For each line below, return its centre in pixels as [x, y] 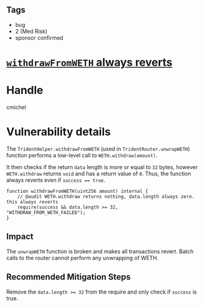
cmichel [16, 107]
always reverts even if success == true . [56, 180]
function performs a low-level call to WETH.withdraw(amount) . [82, 155]
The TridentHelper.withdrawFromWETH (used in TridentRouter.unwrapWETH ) [98, 148]
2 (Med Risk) [31, 31]
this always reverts [33, 202]
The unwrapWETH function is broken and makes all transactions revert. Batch [100, 251]
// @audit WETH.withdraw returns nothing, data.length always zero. [106, 197]
